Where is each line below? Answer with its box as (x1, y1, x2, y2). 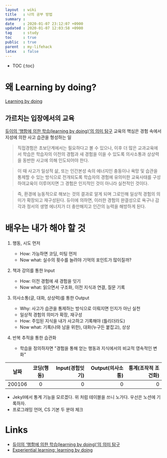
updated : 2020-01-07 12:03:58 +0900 (5, 26, 83, 31)
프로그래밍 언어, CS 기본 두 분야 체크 (12, 407, 83, 413)
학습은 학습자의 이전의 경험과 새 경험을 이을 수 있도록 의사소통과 (22, 151, 146, 157)
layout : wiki (5, 7, 37, 12)
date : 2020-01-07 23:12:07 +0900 (5, 21, 83, 26)
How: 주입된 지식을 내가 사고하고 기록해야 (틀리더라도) (19, 318, 125, 324)
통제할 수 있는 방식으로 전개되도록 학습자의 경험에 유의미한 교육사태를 (17, 174, 152, 180)
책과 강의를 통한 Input (12, 267, 55, 274)
